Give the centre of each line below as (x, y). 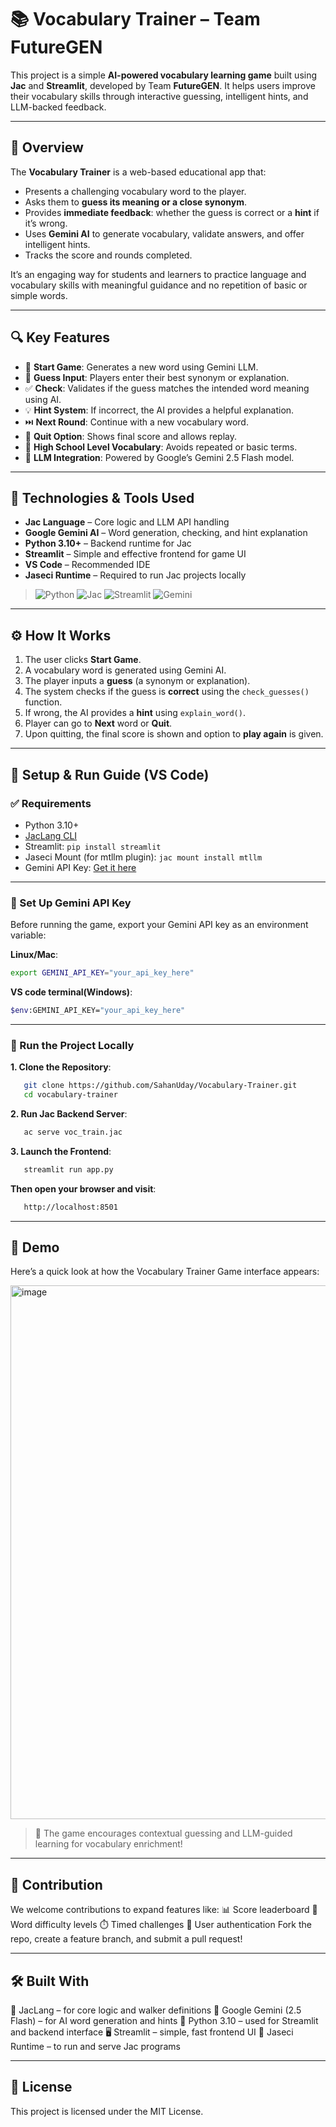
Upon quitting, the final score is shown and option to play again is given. (174, 734)
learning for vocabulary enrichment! (108, 1844)
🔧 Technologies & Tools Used (102, 497)
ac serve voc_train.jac (73, 1132)
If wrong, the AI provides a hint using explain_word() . (135, 713)
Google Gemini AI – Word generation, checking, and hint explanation (166, 533)
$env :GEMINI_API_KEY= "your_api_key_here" (98, 1011)
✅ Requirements (51, 803)
